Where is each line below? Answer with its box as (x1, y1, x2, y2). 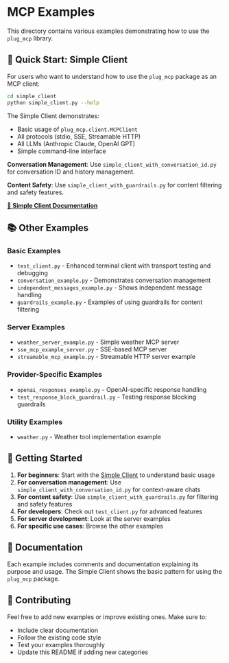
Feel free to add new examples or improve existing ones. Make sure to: (7, 612, 207, 621)
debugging (16, 269, 48, 277)
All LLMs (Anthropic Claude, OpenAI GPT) (16, 139, 136, 148)
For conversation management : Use (16, 478, 122, 486)
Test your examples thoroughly (16, 640, 105, 649)
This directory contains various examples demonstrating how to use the (7, 27, 210, 35)
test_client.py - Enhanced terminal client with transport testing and (16, 261, 211, 270)
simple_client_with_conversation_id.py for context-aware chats (16, 485, 201, 493)
